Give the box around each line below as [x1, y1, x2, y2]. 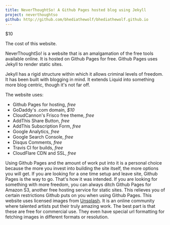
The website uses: [5, 92, 44, 98]
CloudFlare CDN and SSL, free [12, 150, 77, 156]
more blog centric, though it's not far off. [5, 82, 90, 88]
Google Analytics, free [12, 128, 60, 135]
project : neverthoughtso [5, 12, 58, 17]
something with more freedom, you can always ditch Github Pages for [5, 181, 151, 188]
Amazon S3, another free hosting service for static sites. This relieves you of [5, 187, 165, 193]
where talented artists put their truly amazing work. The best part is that [5, 203, 156, 209]
